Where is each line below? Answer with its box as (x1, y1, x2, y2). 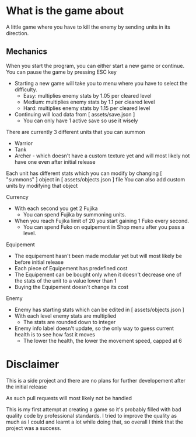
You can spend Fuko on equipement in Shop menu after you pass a (23, 223, 185, 230)
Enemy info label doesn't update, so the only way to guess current (14, 325, 174, 332)
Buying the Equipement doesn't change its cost (14, 283, 128, 290)
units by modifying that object (6, 182, 78, 189)
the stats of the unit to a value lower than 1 (14, 277, 117, 284)
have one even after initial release (14, 158, 96, 165)
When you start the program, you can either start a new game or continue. (6, 62, 185, 69)
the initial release (6, 383, 47, 390)
